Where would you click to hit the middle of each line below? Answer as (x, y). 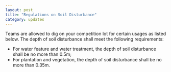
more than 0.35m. (31, 65)
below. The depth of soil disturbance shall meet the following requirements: (85, 39)
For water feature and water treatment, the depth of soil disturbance (84, 49)
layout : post (19, 10)
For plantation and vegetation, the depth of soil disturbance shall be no (87, 60)
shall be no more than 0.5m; (42, 54)
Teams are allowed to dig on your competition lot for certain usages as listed (86, 34)
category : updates (25, 19)
